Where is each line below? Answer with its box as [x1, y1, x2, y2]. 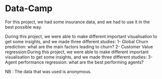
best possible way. [5, 24, 43, 30]
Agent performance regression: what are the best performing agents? [5, 59, 144, 65]
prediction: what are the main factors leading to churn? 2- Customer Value [5, 44, 153, 49]
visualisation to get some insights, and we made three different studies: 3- [5, 54, 153, 60]
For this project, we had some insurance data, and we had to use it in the [5, 19, 150, 25]
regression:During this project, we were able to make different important [5, 49, 149, 55]
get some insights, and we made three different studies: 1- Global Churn [5, 38, 148, 44]
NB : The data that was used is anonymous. [5, 68, 92, 74]
